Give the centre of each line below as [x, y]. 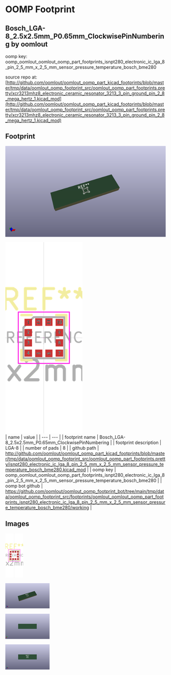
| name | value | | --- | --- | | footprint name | [52, 437]
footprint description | [139, 443]
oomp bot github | [24, 486]
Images [17, 524]
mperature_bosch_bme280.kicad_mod [46, 470]
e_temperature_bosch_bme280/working [47, 508]
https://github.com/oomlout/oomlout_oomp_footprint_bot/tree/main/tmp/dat [85, 491]
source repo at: [21, 77]
